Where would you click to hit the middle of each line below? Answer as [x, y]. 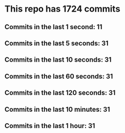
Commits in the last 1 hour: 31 [50, 125]
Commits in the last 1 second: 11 [54, 27]
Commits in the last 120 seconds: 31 [60, 93]
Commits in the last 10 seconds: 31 [58, 60]
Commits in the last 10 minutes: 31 [57, 109]
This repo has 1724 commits [62, 9]
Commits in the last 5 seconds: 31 [57, 43]
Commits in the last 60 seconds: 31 [59, 76]
